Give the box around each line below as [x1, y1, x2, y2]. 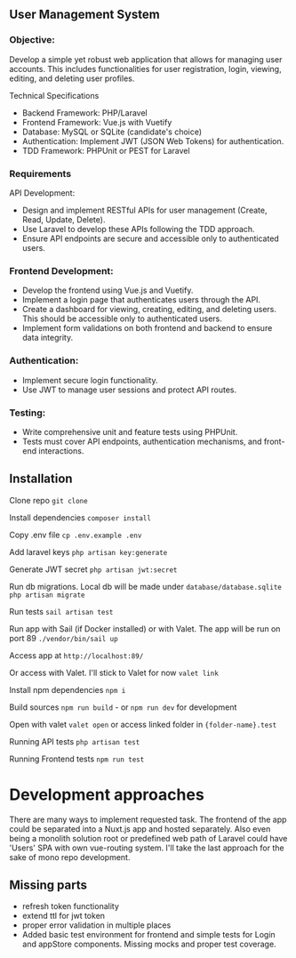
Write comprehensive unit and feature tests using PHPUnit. [21, 426, 238, 437]
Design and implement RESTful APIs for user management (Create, [21, 205, 268, 215]
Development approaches [9, 785, 204, 804]
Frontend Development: [9, 264, 114, 277]
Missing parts [9, 878, 87, 893]
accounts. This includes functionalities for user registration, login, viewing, [9, 63, 282, 74]
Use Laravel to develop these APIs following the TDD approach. [21, 223, 255, 234]
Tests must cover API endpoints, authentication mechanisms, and [21, 436, 262, 447]
